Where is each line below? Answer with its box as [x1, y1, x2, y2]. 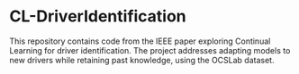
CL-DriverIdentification [9, 6, 186, 27]
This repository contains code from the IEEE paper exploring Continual [9, 36, 271, 46]
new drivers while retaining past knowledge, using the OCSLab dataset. [9, 54, 275, 65]
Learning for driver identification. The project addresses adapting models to [9, 45, 291, 55]
